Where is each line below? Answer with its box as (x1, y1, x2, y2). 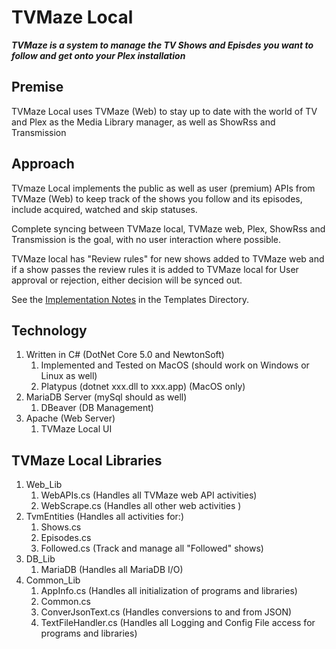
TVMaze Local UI (40, 423, 113, 435)
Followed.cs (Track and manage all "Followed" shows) (40, 542, 264, 555)
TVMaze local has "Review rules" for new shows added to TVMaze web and (11, 252, 325, 265)
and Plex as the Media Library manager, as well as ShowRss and (11, 116, 276, 128)
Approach (11, 156, 75, 173)
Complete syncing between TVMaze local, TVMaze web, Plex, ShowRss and (11, 222, 326, 235)
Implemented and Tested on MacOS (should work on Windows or (40, 359, 310, 371)
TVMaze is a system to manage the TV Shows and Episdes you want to (11, 39, 314, 51)
